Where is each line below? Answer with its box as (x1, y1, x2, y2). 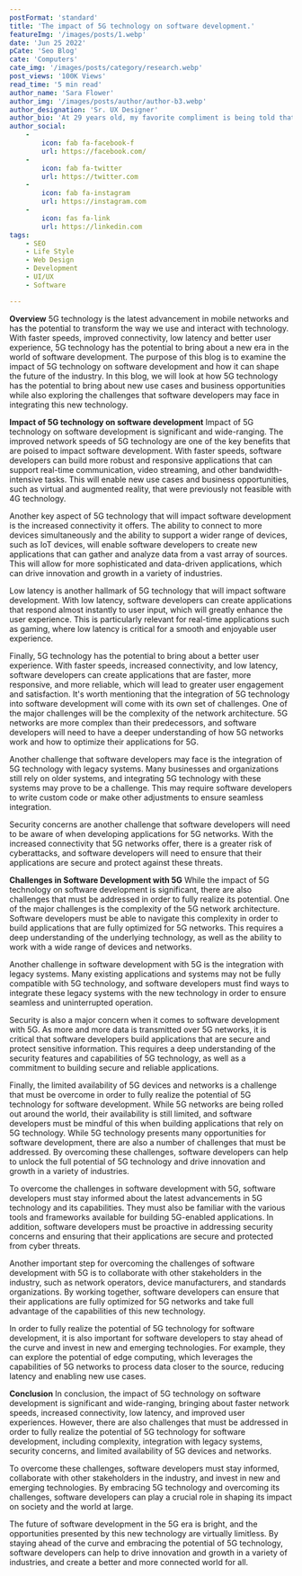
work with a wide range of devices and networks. (9, 941, 192, 952)
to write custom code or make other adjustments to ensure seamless (9, 792, 263, 803)
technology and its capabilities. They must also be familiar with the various (9, 1202, 286, 1213)
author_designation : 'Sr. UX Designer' (9, 105, 159, 114)
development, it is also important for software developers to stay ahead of (9, 1332, 283, 1343)
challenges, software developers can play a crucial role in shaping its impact (9, 1491, 292, 1502)
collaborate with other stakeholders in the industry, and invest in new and (9, 1472, 281, 1483)
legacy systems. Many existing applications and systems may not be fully (9, 968, 281, 979)
